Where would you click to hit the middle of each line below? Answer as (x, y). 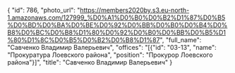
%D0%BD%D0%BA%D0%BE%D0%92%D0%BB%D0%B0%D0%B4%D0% (117, 25)
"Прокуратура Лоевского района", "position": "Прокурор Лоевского (110, 55)
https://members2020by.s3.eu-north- (135, 10)
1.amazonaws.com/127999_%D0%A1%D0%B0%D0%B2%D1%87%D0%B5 (116, 18)
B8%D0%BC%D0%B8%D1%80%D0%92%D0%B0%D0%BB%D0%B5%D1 (116, 32)
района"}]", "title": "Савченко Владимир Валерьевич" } (90, 62)
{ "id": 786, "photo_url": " (44, 10)
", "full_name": (181, 40)
